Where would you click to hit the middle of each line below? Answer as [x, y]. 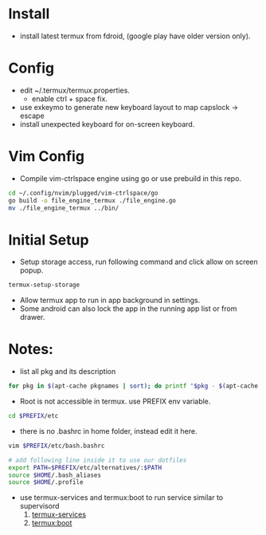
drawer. [32, 317]
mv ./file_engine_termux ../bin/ [64, 208]
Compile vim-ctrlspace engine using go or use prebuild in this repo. [130, 178]
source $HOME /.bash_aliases [55, 475]
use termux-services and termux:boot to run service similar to [121, 498]
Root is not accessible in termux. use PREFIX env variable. [115, 401]
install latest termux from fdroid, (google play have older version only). [135, 36]
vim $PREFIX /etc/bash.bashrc [57, 446]
